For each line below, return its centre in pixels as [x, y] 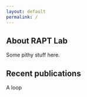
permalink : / [22, 17]
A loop [14, 88]
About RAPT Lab [37, 41]
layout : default [26, 11]
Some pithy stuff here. [33, 55]
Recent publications [43, 73]
